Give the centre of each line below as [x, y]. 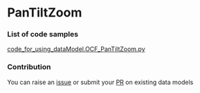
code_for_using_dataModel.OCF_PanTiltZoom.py [76, 49]
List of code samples [43, 34]
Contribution [29, 67]
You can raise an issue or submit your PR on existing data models [100, 82]
